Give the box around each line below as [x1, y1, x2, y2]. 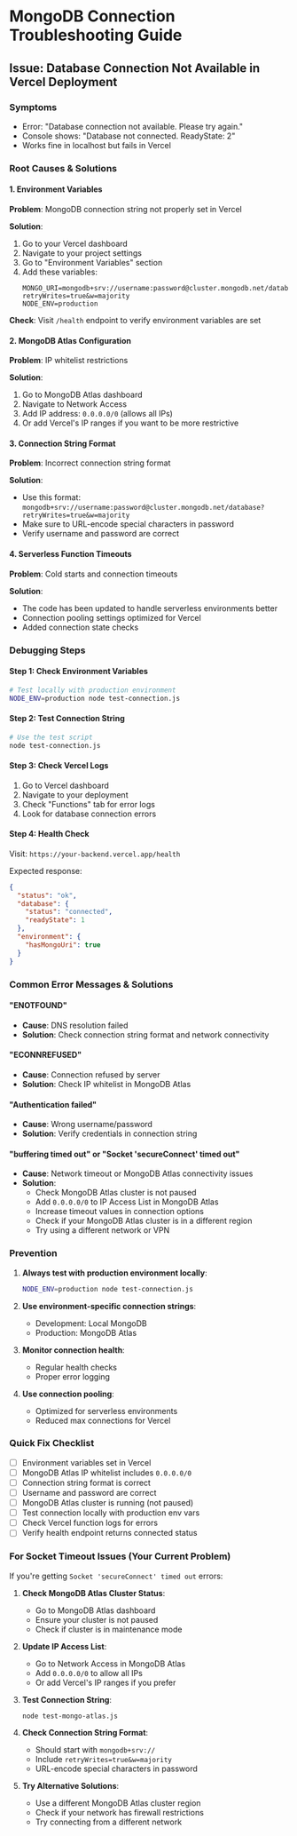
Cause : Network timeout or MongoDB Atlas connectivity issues [21, 1168, 254, 1179]
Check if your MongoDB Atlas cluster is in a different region [35, 1215, 253, 1227]
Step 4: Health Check [9, 829, 90, 839]
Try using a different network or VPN [35, 1225, 170, 1236]
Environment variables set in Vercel [21, 1457, 152, 1467]
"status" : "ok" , [17, 891, 77, 900]
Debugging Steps [9, 644, 86, 656]
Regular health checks [35, 1362, 118, 1372]
